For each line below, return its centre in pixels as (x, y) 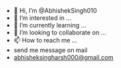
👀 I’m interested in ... (42, 18)
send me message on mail (50, 50)
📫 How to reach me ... (45, 40)
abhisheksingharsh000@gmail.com (64, 57)
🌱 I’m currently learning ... (50, 25)
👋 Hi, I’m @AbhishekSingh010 (55, 11)
